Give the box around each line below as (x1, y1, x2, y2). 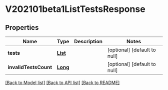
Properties (5, 23, 39, 32)
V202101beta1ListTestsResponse (5, 3, 146, 15)
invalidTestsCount (7, 64, 52, 71)
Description (74, 38, 102, 45)
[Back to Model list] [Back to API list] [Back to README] (5, 80, 120, 86)
